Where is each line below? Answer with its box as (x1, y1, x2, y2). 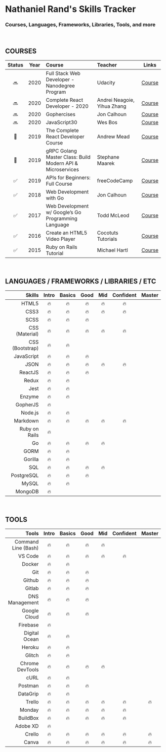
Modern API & (45, 160, 78, 167)
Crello (25, 731, 39, 738)
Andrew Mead (97, 133, 130, 140)
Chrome (20, 660, 39, 667)
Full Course (45, 180, 73, 187)
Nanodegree (45, 82, 75, 89)
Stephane (97, 154, 120, 161)
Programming (45, 215, 78, 222)
